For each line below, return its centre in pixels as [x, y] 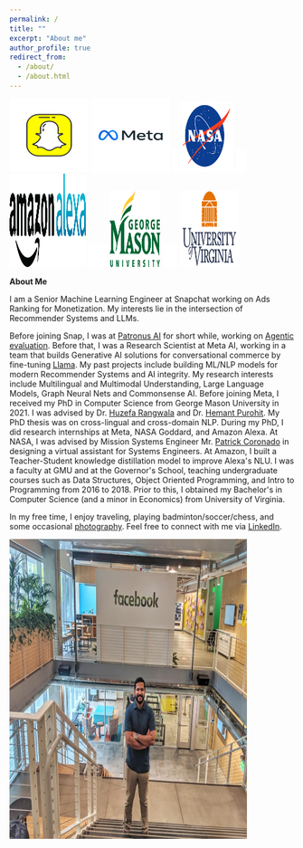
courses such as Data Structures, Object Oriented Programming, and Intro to [152, 480]
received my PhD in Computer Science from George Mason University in [144, 403]
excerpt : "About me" [48, 38]
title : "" [28, 29]
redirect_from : [38, 57]
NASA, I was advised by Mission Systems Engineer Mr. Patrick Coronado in [149, 441]
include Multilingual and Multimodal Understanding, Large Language [137, 384]
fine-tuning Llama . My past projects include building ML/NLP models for [144, 364]
